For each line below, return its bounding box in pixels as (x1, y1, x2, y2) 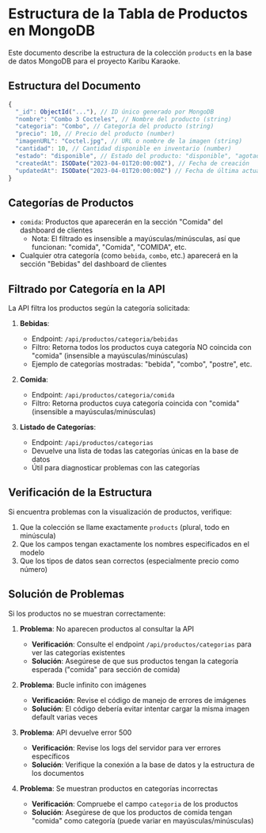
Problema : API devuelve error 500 (19, 727, 132, 737)
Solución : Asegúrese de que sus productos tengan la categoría (31, 656, 239, 666)
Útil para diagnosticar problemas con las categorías (31, 463, 200, 472)
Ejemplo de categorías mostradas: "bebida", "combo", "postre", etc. (31, 359, 253, 369)
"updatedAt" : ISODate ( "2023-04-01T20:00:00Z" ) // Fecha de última (15, 167, 239, 175)
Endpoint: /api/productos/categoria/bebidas (31, 334, 179, 344)
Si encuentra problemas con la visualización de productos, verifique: (8, 507, 232, 516)
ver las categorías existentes (31, 647, 125, 657)
